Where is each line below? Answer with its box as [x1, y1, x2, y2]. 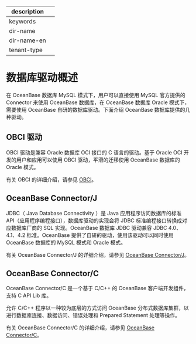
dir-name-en [9, 36, 47, 44]
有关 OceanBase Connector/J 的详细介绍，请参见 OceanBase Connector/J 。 [6, 251, 190, 258]
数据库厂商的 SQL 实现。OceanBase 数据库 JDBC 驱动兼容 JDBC [11, 224, 167, 231]
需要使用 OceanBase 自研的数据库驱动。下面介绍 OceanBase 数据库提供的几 [6, 106, 191, 113]
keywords [9, 18, 36, 25]
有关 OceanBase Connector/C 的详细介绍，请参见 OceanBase [6, 324, 155, 331]
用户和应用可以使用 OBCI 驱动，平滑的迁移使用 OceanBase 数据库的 [16, 156, 180, 163]
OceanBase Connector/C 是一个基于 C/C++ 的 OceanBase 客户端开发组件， [6, 285, 189, 292]
